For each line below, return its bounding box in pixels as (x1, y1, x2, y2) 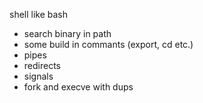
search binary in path (23, 28, 112, 39)
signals (23, 70, 54, 82)
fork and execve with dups (23, 81, 134, 93)
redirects (23, 60, 61, 71)
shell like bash (9, 9, 69, 20)
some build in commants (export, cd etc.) (23, 39, 194, 50)
